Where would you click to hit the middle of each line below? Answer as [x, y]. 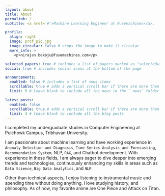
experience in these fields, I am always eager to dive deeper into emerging [81, 158]
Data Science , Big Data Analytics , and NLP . [49, 168]
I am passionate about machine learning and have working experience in [79, 142]
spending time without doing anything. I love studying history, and [72, 183]
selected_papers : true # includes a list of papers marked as [70, 64]
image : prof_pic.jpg [30, 42]
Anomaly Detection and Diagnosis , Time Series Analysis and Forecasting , [81, 147]
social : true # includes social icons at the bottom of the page [73, 69]
